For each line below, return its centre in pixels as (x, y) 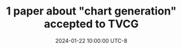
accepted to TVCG (91, 24)
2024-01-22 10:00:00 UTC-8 (91, 41)
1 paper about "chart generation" (91, 11)
